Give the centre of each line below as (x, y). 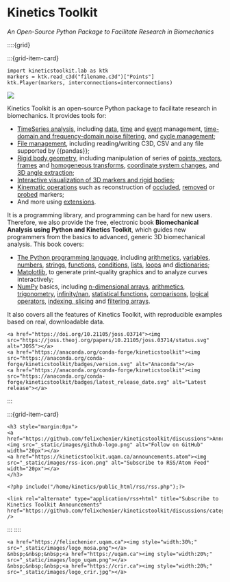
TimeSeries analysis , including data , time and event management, (110, 129)
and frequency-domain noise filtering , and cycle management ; (128, 136)
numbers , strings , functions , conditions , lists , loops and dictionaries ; (113, 265)
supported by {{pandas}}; (53, 150)
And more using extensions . (56, 202)
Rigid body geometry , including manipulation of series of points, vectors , (119, 158)
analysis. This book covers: (46, 244)
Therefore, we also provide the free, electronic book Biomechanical (103, 222)
